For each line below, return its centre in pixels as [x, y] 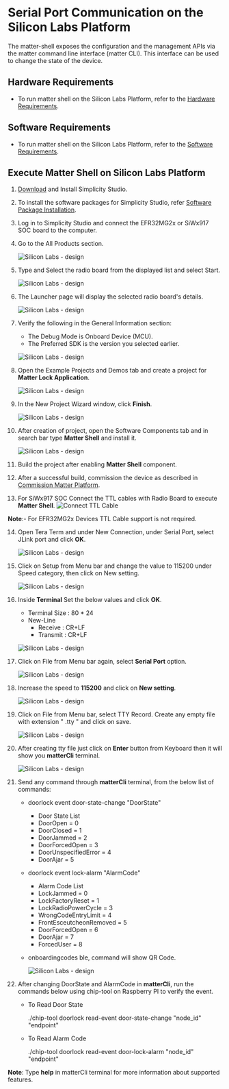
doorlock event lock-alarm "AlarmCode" [84, 873]
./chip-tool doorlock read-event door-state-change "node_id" [114, 1018]
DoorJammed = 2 [63, 838]
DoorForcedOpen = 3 [68, 845]
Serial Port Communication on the [106, 13]
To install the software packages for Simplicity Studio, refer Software [114, 203]
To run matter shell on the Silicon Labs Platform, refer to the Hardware [116, 99]
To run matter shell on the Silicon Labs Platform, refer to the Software [115, 144]
